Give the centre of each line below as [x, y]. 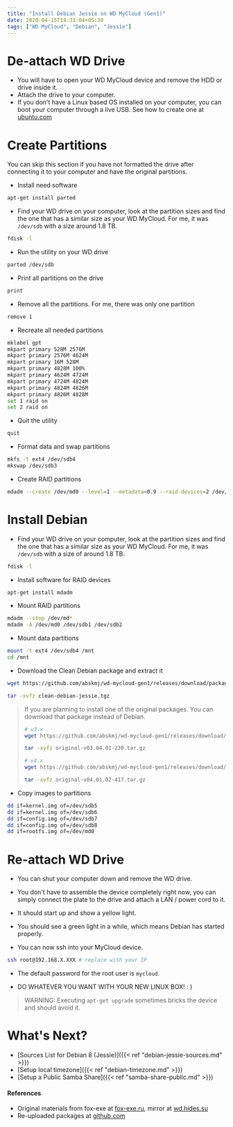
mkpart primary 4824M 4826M [48, 388]
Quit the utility [37, 420]
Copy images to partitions [54, 793]
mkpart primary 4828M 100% [46, 369]
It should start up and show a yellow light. [77, 913]
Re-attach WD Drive [66, 859]
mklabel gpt [24, 343]
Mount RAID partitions [49, 606]
